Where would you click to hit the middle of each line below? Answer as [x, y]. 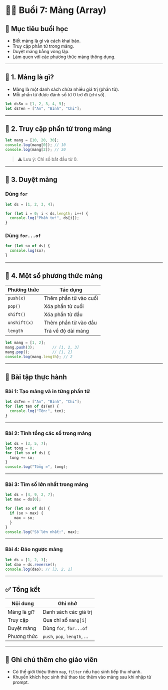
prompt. [20, 682]
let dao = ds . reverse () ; [31, 564]
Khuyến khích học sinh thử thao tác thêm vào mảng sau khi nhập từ [82, 677]
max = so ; [24, 518]
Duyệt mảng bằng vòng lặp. [41, 51]
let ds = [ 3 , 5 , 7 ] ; [27, 443]
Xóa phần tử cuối [64, 306]
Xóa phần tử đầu [63, 314]
